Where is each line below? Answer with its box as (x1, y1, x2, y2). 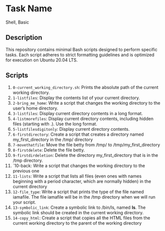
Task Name (5, 3, 53, 14)
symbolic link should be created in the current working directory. (12, 209, 144, 215)
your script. (12, 199, 36, 205)
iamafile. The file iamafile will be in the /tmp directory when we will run (12, 194, 156, 200)
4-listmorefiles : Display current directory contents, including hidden (12, 115, 154, 121)
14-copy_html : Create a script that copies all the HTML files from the (12, 215, 150, 221)
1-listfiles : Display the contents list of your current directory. (12, 94, 140, 101)
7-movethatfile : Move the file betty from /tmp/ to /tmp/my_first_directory (12, 142, 160, 147)
